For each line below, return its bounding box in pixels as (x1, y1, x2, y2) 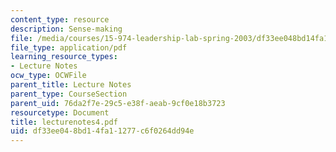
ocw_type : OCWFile (10, 71, 87, 81)
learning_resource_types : (10, 52, 118, 62)
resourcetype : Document (10, 107, 110, 118)
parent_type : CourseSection (10, 89, 128, 99)
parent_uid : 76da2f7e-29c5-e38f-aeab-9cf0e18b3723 (10, 98, 226, 108)
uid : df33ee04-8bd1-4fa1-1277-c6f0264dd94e (10, 126, 195, 136)
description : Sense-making (10, 24, 123, 34)
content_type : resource (10, 14, 110, 25)
